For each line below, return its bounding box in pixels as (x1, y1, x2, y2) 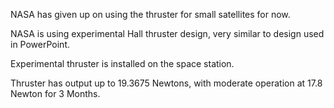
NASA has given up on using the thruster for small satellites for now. (10, 9, 291, 20)
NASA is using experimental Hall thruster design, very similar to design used (10, 28, 325, 39)
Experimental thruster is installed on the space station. (10, 58, 235, 69)
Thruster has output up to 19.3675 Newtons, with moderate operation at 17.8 (10, 77, 323, 89)
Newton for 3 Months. (10, 88, 101, 99)
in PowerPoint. (10, 39, 70, 50)
